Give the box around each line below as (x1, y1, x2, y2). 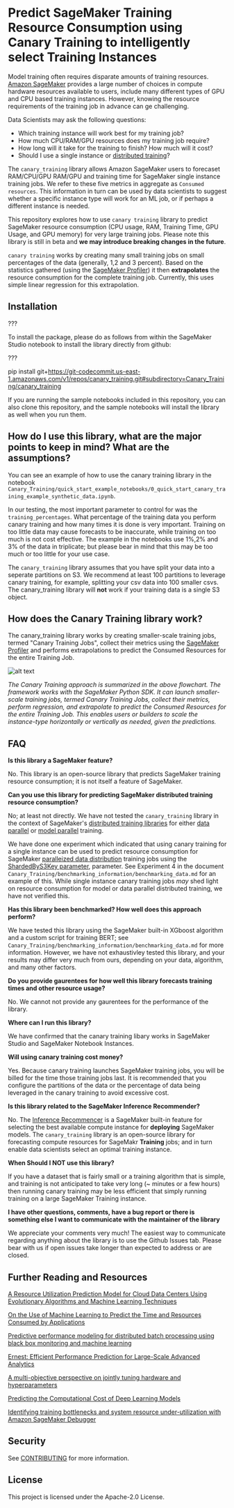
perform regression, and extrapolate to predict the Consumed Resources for (8, 702, 226, 711)
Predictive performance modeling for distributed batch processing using (8, 1332, 215, 1339)
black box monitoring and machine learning (8, 1339, 132, 1347)
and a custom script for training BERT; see (8, 934, 129, 942)
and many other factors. (8, 963, 77, 971)
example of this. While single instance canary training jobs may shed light (8, 877, 219, 886)
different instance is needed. (8, 201, 90, 210)
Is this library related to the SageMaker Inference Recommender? (8, 1102, 201, 1111)
